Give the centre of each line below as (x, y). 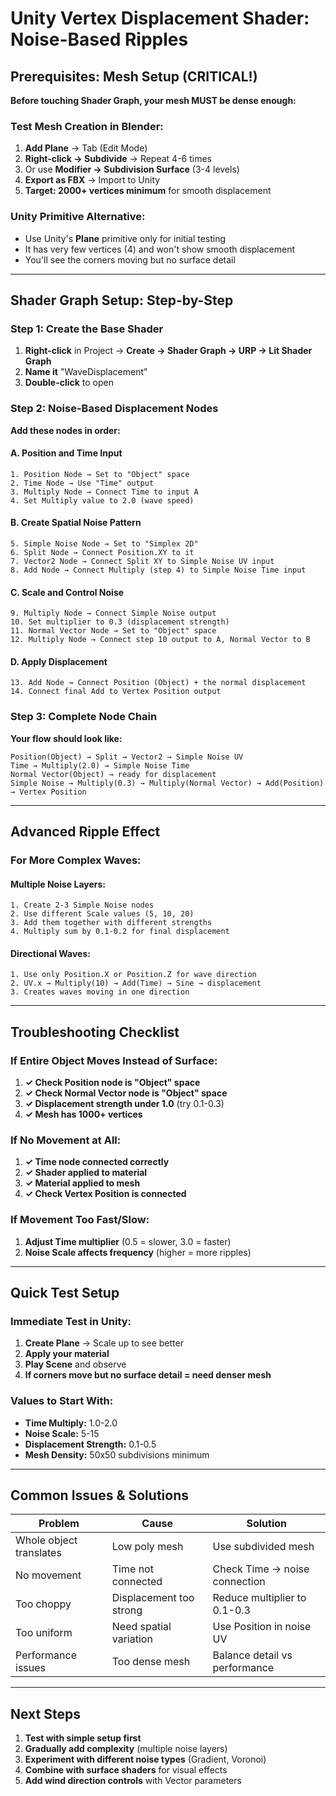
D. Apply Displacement (59, 661)
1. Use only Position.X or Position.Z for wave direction (133, 975)
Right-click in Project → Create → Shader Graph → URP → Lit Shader (168, 351)
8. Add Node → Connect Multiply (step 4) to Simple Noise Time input (158, 570)
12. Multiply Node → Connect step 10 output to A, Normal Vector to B (160, 640)
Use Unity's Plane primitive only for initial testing (125, 238)
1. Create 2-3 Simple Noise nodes (82, 905)
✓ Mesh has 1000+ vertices (83, 1114)
